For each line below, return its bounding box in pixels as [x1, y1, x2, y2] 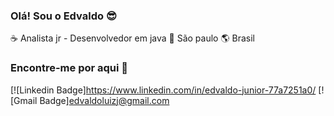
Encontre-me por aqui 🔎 [10, 61, 129, 75]
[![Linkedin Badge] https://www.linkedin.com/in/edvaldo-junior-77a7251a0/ [10, 84, 317, 96]
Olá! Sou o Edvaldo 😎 [10, 9, 117, 23]
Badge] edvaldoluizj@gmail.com [39, 94, 170, 106]
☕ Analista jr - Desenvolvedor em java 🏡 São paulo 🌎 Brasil [10, 32, 255, 44]
